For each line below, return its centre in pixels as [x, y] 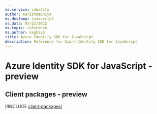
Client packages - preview [46, 95]
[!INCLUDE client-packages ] [34, 106]
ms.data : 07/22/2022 [26, 23]
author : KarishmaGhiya [28, 14]
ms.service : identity [27, 10]
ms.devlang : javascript [30, 19]
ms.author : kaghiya [25, 32]
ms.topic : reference [26, 28]
